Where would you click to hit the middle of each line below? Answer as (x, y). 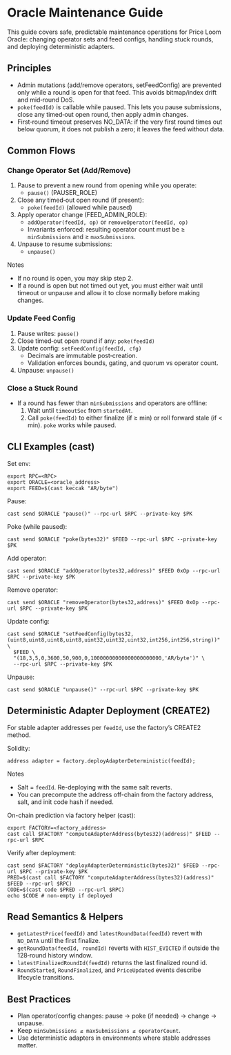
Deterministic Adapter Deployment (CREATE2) (109, 711)
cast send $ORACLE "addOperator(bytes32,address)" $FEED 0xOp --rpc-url (114, 571)
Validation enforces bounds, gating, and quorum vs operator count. (123, 363)
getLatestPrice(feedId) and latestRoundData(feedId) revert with (110, 933)
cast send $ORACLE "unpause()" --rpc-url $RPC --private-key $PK (103, 689)
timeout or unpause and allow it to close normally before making (108, 293)
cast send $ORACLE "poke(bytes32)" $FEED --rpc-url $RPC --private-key (112, 539)
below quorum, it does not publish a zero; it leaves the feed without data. (121, 129)
